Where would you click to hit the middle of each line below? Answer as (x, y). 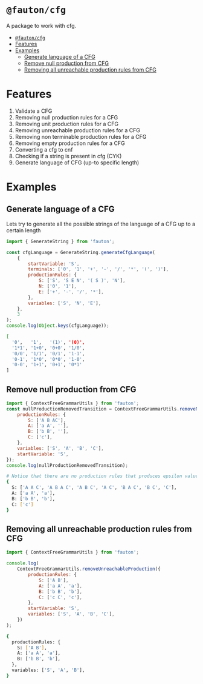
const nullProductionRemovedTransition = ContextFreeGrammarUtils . (93, 409)
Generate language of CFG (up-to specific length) (77, 163)
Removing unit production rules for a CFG (67, 124)
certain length (24, 230)
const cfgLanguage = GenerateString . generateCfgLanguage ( (81, 252)
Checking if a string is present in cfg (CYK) (68, 156)
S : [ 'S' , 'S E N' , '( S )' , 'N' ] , (82, 281)
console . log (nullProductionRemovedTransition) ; (67, 465)
